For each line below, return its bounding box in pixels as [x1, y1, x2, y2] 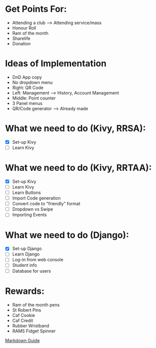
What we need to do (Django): [5, 229, 129, 241]
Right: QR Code [12, 85, 44, 91]
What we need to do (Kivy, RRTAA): [5, 162, 152, 173]
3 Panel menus [12, 100, 43, 106]
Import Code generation [12, 195, 61, 201]
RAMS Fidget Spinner [12, 328, 56, 334]
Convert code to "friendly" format [12, 201, 80, 207]
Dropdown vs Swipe [12, 206, 53, 212]
